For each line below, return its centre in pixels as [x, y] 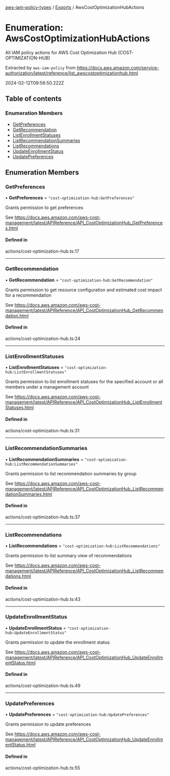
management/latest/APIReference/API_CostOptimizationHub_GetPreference [84, 223]
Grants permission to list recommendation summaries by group [71, 473]
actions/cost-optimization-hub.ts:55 [43, 768]
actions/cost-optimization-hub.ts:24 [43, 339]
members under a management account [47, 387]
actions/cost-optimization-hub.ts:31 [42, 430]
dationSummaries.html [29, 494]
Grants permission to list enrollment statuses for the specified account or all [84, 382]
